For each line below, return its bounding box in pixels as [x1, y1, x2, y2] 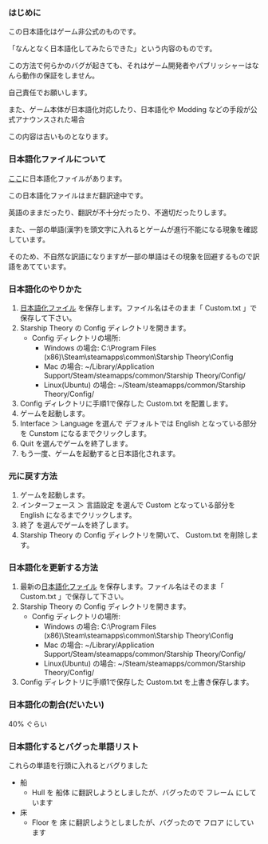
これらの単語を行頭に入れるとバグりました [8, 761, 148, 770]
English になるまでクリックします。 [19, 510, 137, 520]
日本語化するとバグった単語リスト [8, 741, 140, 752]
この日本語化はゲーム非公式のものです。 [8, 26, 141, 37]
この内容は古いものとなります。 [8, 132, 113, 142]
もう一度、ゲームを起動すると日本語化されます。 [19, 448, 180, 458]
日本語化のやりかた [8, 283, 82, 294]
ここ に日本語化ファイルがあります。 [8, 174, 127, 183]
